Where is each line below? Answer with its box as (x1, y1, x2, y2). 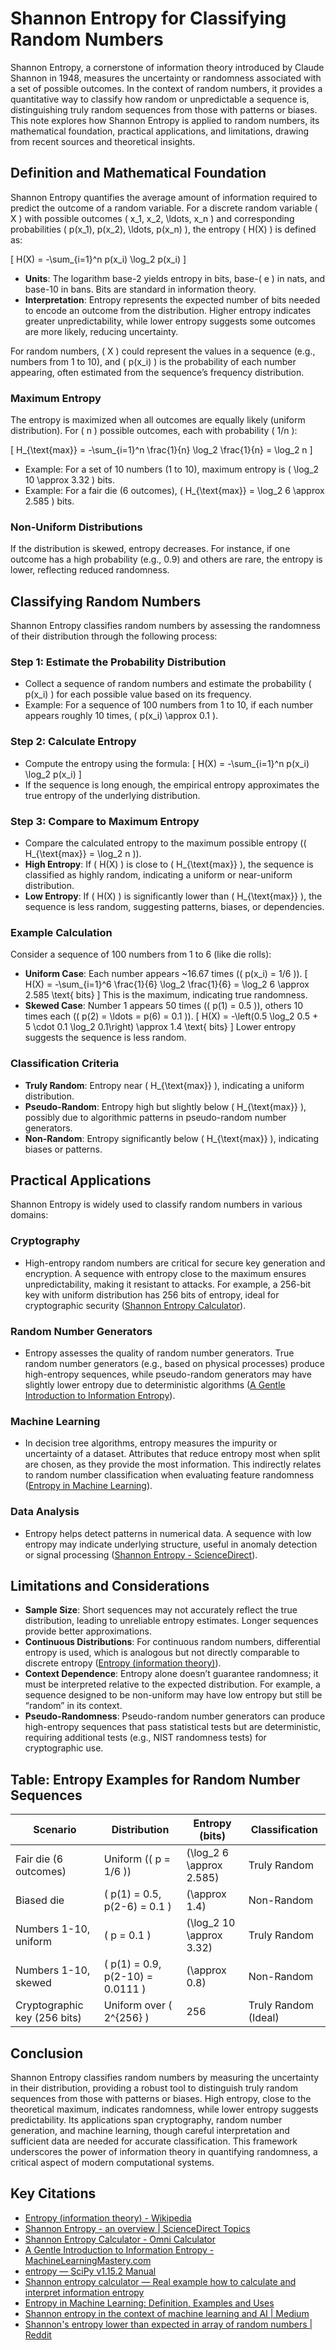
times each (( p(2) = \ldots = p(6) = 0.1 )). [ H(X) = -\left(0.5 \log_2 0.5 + (24, 1010, 319, 1022)
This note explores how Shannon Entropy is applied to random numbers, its (10, 114, 320, 126)
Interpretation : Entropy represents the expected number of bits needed (24, 293, 321, 306)
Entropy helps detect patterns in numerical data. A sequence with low (24, 1527, 312, 1539)
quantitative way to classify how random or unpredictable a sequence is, (10, 93, 310, 105)
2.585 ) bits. (24, 495, 75, 507)
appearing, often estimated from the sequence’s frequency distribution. (10, 366, 305, 378)
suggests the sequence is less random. (24, 1032, 187, 1044)
